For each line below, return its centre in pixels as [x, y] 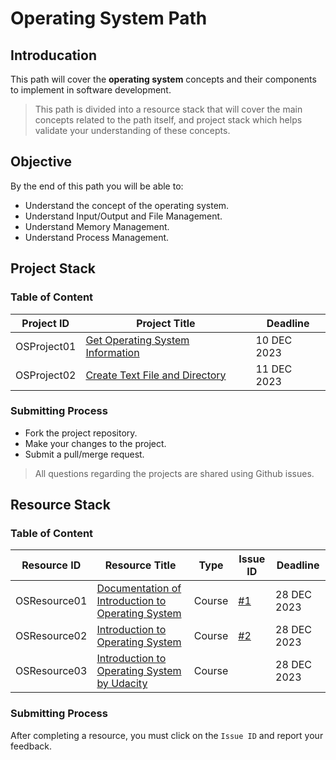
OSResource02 [51, 636]
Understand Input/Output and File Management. [123, 216]
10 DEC [274, 340]
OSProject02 [46, 375]
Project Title [166, 323]
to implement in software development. [91, 90]
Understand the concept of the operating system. [127, 205]
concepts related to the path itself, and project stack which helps [168, 120]
